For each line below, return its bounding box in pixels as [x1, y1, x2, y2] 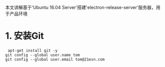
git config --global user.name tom [5, 52, 80, 57]
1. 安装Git [5, 30, 44, 42]
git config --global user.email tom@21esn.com [5, 57, 105, 62]
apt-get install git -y [7, 48, 58, 53]
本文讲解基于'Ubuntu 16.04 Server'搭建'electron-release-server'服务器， [5, 5, 156, 10]
